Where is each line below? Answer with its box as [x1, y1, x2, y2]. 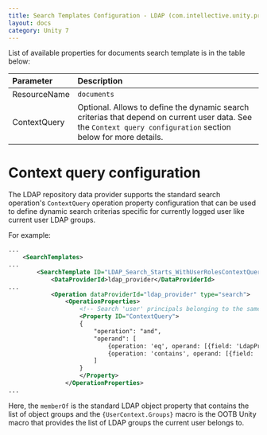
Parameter [12, 76, 53, 87]
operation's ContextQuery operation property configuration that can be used [8, 198, 257, 208]
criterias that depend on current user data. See [77, 112, 253, 123]
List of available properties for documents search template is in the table [8, 49, 246, 58]
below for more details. [77, 132, 164, 143]
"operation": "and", [93, 327, 161, 335]
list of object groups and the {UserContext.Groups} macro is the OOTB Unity [8, 409, 257, 418]
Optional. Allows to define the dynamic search [77, 102, 250, 113]
